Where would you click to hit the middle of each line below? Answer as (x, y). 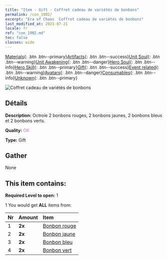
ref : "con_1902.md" (25, 33)
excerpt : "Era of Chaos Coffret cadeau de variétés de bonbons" (74, 19)
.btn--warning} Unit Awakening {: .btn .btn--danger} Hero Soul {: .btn (74, 62)
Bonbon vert (57, 250)
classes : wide (20, 42)
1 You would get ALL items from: (38, 205)
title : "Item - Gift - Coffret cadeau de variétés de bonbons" (72, 10)
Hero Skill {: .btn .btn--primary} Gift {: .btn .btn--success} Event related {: (87, 67)
